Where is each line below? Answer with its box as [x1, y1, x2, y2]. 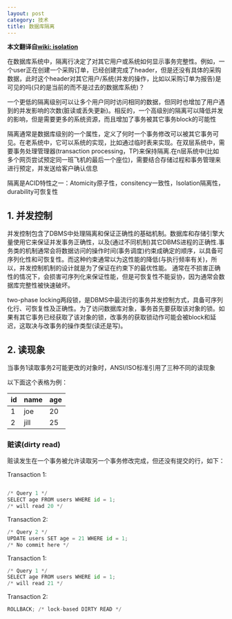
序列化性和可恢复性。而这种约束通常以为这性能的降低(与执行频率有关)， [7, 255, 212, 264]
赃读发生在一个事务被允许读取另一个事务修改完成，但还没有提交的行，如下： [7, 457, 225, 465]
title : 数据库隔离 [7, 23, 55, 30]
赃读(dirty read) [7, 440, 61, 449]
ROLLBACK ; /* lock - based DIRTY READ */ [7, 606, 122, 613]
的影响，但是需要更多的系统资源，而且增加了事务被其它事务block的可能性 [7, 115, 217, 124]
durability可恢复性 [7, 188, 59, 196]
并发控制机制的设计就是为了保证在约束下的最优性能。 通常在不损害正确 [19, 264, 221, 273]
